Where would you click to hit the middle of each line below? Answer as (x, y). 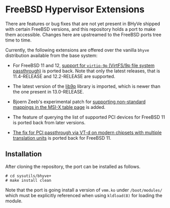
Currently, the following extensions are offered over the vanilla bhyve (77, 50)
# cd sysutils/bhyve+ (28, 176)
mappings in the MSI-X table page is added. (59, 107)
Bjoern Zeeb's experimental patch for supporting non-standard (79, 102)
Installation (24, 154)
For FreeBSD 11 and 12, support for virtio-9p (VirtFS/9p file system (83, 65)
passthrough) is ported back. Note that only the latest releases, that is (86, 71)
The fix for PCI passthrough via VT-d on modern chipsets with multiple (87, 133)
